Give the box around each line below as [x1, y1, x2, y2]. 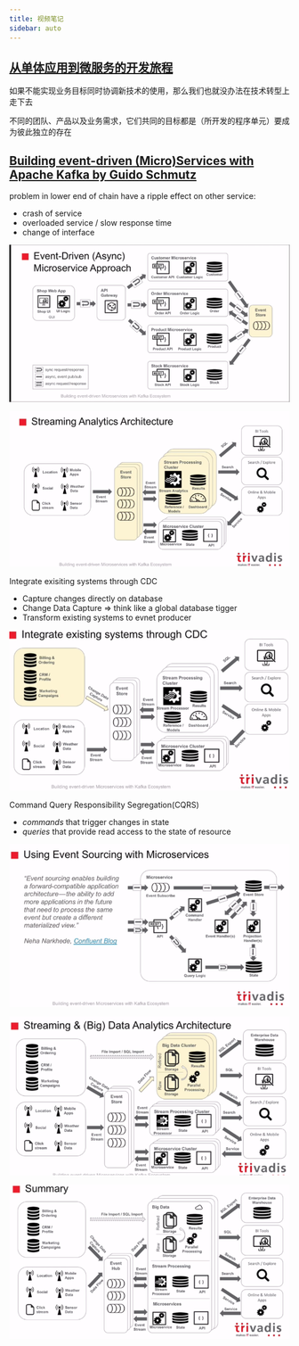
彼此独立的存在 [16, 127, 72, 137]
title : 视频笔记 [9, 14, 64, 23]
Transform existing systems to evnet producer [21, 612, 192, 623]
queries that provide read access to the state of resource [21, 826, 231, 837]
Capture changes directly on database [21, 593, 163, 604]
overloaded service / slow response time [21, 218, 172, 228]
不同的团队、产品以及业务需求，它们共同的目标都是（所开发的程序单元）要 [9, 116, 282, 127]
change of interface [21, 227, 95, 238]
